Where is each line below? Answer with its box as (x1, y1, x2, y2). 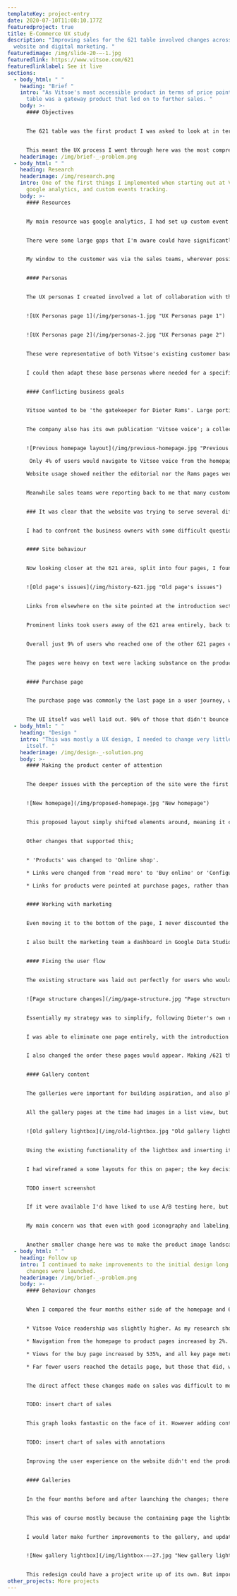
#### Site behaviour (25, 546, 87, 553)
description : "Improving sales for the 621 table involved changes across (7, 37, 232, 44)
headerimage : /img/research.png (20, 173, 115, 180)
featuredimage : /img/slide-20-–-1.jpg (7, 50, 121, 57)
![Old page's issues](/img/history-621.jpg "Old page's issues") (25, 584, 222, 591)
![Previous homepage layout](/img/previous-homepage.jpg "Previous (25, 445, 229, 452)
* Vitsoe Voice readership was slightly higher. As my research (25, 1325, 219, 1332)
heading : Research (20, 167, 74, 174)
